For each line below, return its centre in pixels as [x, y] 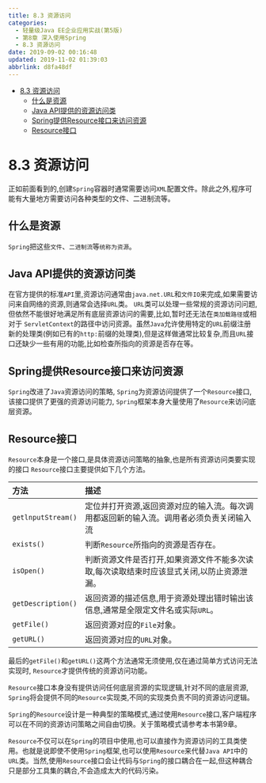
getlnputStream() [45, 517]
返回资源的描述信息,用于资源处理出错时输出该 [169, 598]
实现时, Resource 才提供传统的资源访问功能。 [80, 671]
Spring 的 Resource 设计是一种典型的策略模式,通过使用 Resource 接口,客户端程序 [133, 714]
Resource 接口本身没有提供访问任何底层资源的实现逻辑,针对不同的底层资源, [129, 687]
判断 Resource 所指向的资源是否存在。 [152, 545]
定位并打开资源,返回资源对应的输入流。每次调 [169, 506]
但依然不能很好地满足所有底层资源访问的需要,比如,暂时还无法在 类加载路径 [125, 314]
